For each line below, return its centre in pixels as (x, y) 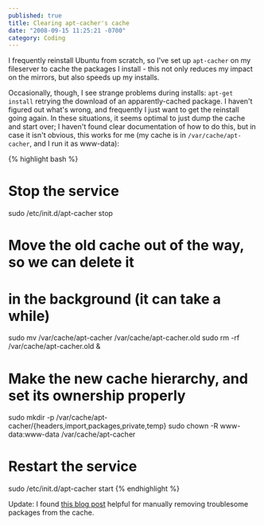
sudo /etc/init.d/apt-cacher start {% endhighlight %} (94, 489)
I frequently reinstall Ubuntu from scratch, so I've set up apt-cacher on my (130, 61)
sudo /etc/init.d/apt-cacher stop (61, 214)
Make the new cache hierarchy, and (128, 378)
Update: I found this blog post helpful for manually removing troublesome (128, 504)
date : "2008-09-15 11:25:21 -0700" (67, 30)
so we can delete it (72, 262)
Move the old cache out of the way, (126, 246)
